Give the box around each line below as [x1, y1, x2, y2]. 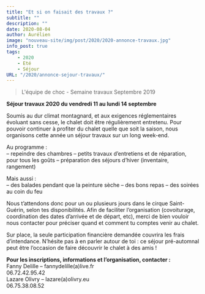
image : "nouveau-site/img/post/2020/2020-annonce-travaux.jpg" [6, 37, 171, 43]
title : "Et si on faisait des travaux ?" [6, 9, 114, 15]
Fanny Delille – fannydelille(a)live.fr [6, 263, 95, 270]
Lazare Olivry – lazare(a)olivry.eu [6, 276, 90, 283]
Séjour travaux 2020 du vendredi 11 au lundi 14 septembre [6, 100, 157, 108]
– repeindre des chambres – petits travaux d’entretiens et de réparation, [6, 150, 187, 157]
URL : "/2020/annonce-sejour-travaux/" [6, 72, 105, 78]
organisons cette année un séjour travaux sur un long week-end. [6, 132, 170, 139]
